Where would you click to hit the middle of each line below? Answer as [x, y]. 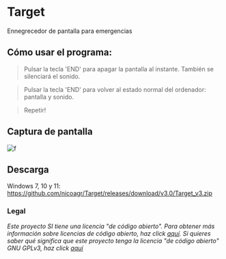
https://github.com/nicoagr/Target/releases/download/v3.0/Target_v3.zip [110, 193]
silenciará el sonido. [52, 76]
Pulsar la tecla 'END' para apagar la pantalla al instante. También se [118, 69]
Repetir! [35, 110]
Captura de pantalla [50, 132]
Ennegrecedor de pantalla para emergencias [70, 31]
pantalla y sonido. [48, 97]
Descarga [28, 170]
